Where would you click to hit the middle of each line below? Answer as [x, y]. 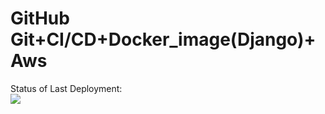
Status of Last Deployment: [66, 88]
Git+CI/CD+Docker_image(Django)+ [163, 39]
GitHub [40, 18]
